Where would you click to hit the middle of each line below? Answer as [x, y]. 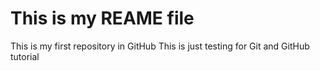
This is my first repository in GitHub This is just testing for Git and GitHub [160, 46]
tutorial [25, 56]
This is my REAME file [102, 18]
